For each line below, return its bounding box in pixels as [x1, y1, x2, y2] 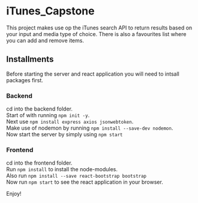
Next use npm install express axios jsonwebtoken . [6, 118, 134, 126]
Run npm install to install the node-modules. [6, 166, 118, 173]
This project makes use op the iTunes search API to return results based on [6, 24, 193, 31]
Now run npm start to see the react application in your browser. [6, 178, 163, 186]
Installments [6, 54, 54, 64]
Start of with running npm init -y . [6, 112, 90, 119]
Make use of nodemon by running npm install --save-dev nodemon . [6, 124, 173, 132]
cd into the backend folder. [6, 105, 73, 112]
